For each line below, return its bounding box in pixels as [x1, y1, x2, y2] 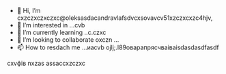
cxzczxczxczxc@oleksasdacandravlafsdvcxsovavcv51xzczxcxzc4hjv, [16, 14, 213, 22]
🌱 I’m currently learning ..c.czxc [16, 28, 107, 36]
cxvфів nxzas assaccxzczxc [7, 59, 86, 67]
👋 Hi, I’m [16, 7, 41, 14]
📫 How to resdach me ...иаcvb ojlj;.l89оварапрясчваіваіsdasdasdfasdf [16, 43, 220, 51]
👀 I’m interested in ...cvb [16, 21, 85, 29]
